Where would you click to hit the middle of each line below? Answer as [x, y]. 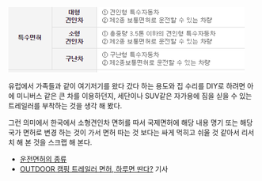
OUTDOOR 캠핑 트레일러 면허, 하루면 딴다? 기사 [94, 169]
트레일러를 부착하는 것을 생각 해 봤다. [65, 106]
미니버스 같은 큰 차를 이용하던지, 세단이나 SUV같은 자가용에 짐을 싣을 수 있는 [134, 96]
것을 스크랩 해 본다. [63, 142]
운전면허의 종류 [43, 159]
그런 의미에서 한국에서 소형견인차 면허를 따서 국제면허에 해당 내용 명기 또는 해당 [131, 123]
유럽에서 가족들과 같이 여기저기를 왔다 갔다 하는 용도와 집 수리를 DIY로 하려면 [127, 86]
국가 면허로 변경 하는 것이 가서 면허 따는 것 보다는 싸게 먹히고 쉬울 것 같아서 [124, 132]
